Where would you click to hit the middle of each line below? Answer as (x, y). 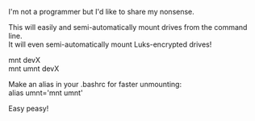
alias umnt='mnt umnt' (46, 93)
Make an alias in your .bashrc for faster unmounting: (95, 84)
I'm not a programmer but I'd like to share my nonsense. (102, 12)
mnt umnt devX (34, 69)
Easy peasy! (29, 108)
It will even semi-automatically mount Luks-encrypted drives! (110, 44)
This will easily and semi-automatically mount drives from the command (128, 27)
